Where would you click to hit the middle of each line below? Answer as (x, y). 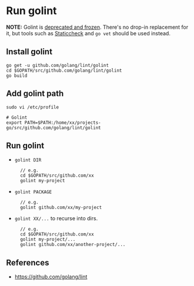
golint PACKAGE (33, 192)
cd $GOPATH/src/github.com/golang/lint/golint (64, 70)
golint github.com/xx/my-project (61, 208)
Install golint (29, 52)
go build (17, 75)
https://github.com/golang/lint (51, 277)
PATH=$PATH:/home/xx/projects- (63, 122)
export (14, 122)
